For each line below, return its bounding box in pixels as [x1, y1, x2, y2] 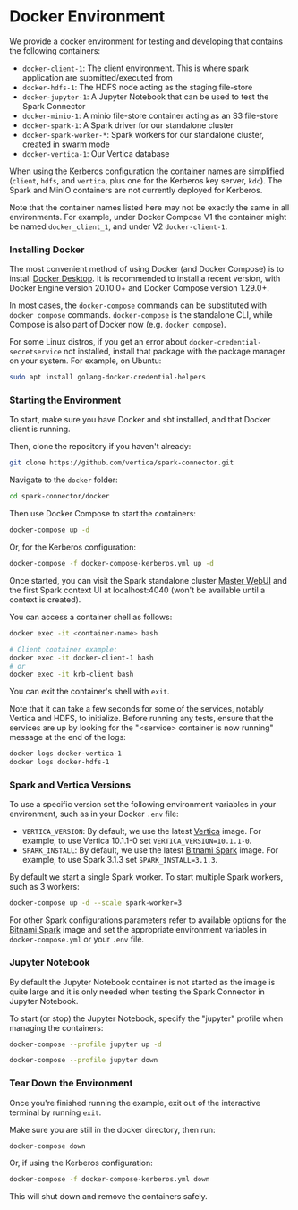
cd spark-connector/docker [9, 492, 110, 501]
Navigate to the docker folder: [9, 474, 118, 485]
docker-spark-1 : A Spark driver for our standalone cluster [21, 119, 234, 131]
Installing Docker [9, 243, 85, 256]
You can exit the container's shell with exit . [9, 686, 170, 697]
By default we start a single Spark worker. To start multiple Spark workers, [9, 872, 284, 882]
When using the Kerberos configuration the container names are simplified [9, 166, 285, 176]
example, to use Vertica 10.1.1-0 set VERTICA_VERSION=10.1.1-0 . [21, 835, 252, 847]
